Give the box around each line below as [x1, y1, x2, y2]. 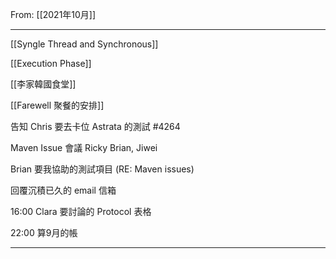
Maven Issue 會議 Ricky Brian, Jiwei [10, 142, 158, 153]
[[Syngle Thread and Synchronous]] [10, 38, 159, 50]
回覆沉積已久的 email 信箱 [10, 184, 117, 196]
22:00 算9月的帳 [10, 227, 78, 238]
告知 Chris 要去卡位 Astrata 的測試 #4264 [10, 121, 181, 132]
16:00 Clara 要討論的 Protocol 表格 [10, 206, 152, 217]
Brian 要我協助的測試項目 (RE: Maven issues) [10, 163, 195, 175]
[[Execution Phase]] [10, 58, 92, 69]
